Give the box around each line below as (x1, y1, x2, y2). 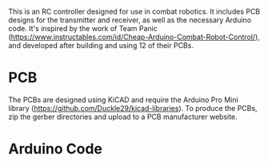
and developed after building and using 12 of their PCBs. (8, 41, 194, 50)
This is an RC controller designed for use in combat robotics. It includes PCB (8, 7, 261, 16)
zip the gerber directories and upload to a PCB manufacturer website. (8, 112, 238, 121)
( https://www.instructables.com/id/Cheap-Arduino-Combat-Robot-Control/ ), (8, 32, 260, 41)
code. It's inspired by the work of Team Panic (8, 24, 158, 33)
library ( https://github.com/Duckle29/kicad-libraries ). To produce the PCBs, (8, 103, 258, 113)
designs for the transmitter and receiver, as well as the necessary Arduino (8, 15, 252, 25)
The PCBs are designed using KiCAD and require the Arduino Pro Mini (8, 95, 238, 105)
